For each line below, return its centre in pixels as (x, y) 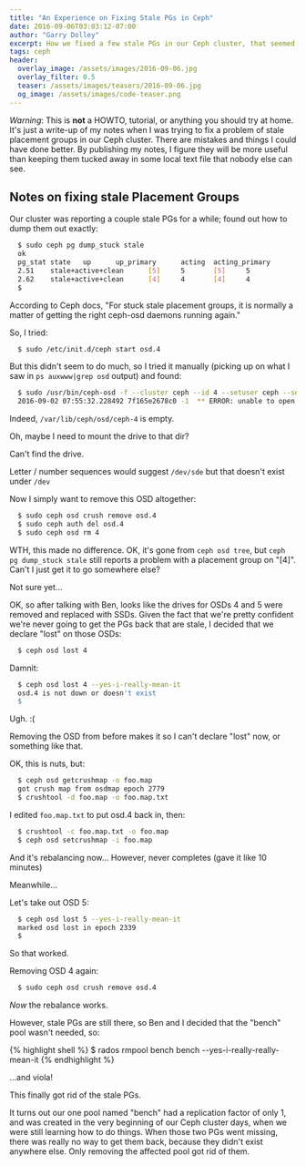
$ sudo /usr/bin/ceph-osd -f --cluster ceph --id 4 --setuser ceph (148, 393)
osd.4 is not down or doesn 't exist (87, 693)
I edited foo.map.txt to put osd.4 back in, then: (97, 814)
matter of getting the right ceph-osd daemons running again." (125, 314)
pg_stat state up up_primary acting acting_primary (144, 262)
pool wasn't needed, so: (55, 1033)
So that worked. (39, 954)
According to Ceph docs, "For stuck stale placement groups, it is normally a (152, 305)
